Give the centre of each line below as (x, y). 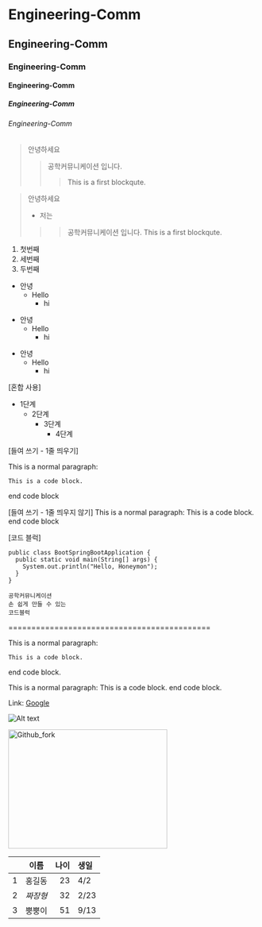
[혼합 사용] (25, 387)
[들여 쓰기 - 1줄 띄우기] (44, 450)
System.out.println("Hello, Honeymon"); (90, 566)
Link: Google (29, 703)
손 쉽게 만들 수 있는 (37, 604)
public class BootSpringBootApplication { (79, 552)
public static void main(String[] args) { (87, 559)
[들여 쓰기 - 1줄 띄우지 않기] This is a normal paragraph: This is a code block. (131, 512)
